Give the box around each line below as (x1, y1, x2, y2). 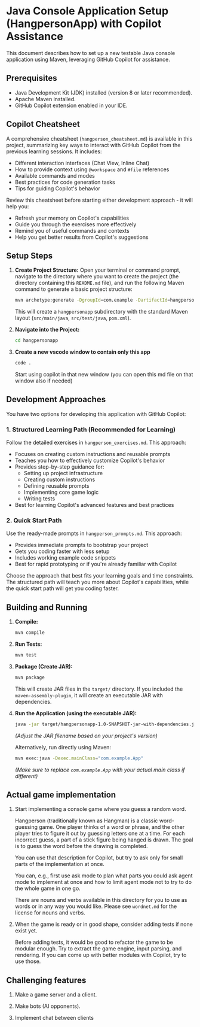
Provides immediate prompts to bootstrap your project (14, 542, 149, 549)
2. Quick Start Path (6, 516, 62, 525)
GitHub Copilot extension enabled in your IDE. (14, 102, 128, 109)
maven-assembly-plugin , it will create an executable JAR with (14, 691, 163, 698)
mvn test (14, 652, 37, 658)
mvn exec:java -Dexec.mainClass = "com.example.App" (14, 755, 144, 761)
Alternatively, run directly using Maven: (14, 743, 112, 750)
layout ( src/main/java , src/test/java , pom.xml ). (14, 314, 131, 321)
